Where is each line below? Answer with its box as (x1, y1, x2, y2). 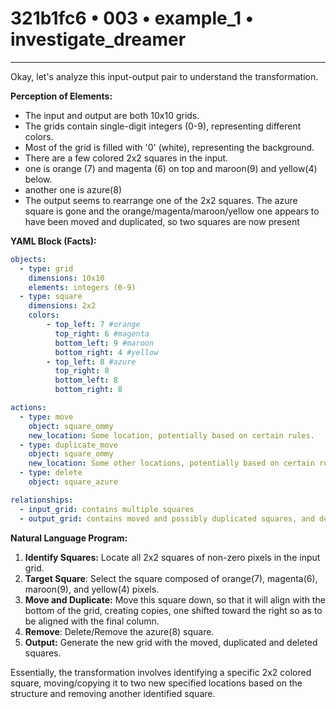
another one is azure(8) (24, 183, 122, 196)
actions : (10, 403, 47, 413)
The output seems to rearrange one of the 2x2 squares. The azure (24, 194, 298, 206)
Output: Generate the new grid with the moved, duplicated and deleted (24, 636, 318, 648)
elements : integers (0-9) (28, 282, 137, 292)
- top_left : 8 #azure (46, 357, 137, 367)
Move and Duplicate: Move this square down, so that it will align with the (24, 593, 326, 606)
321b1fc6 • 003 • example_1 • (10, 7, 254, 30)
